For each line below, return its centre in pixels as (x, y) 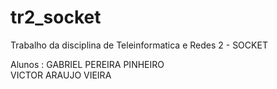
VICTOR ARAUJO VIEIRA (61, 75)
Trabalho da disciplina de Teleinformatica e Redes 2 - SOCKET (139, 45)
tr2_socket (56, 17)
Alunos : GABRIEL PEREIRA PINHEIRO (87, 64)
